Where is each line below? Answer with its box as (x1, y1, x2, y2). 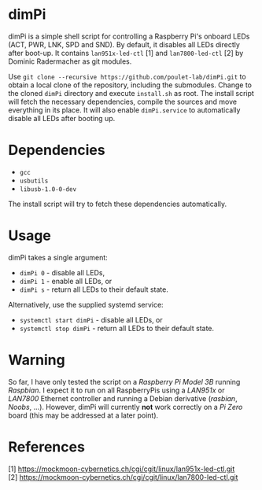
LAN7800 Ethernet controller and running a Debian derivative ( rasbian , (8, 393, 238, 403)
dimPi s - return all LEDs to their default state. (19, 285, 169, 294)
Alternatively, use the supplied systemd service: (8, 300, 164, 309)
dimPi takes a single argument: (8, 252, 108, 262)
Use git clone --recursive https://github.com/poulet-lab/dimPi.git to (8, 72, 246, 81)
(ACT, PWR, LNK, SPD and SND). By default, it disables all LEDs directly (8, 39, 240, 49)
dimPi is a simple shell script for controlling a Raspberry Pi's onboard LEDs (8, 31, 250, 41)
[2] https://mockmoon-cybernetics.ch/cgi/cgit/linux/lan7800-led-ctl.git (8, 472, 238, 481)
